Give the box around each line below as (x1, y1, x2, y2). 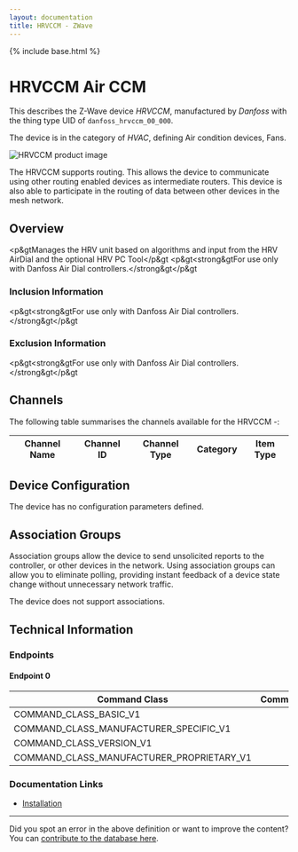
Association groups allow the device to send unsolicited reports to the (9, 551, 264, 562)
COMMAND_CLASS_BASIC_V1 (13, 707, 141, 720)
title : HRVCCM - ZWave (9, 21, 93, 30)
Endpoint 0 (9, 671, 51, 682)
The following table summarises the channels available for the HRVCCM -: (9, 416, 280, 427)
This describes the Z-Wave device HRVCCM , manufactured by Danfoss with (9, 106, 287, 116)
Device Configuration (9, 478, 130, 493)
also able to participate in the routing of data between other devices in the (9, 185, 280, 196)
